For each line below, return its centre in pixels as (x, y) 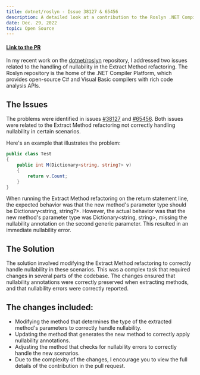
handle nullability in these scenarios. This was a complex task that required (98, 270)
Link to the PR (24, 47)
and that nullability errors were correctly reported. (68, 289)
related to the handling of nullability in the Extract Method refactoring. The (97, 67)
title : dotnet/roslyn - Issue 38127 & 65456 (62, 12)
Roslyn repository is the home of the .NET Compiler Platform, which (89, 73)
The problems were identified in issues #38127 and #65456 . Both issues (95, 119)
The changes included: (50, 307)
